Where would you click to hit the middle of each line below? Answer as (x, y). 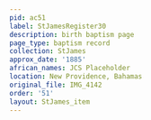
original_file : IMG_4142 (56, 85)
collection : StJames (48, 51)
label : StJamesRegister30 (58, 26)
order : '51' (31, 93)
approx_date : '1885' (48, 60)
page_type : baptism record (60, 43)
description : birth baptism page (72, 34)
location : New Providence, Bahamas (76, 77)
